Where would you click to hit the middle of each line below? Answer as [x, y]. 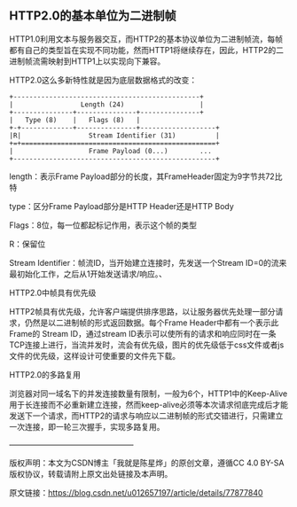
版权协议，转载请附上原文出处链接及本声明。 [91, 473]
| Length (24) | [106, 105]
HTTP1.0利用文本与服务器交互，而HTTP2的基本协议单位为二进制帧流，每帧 [146, 39]
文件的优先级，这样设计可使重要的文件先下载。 [94, 355]
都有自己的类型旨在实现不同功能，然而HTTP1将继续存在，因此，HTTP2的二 [147, 50]
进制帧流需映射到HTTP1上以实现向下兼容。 [87, 61]
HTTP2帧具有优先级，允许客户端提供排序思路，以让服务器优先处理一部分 [142, 311]
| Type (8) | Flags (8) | [75, 120]
